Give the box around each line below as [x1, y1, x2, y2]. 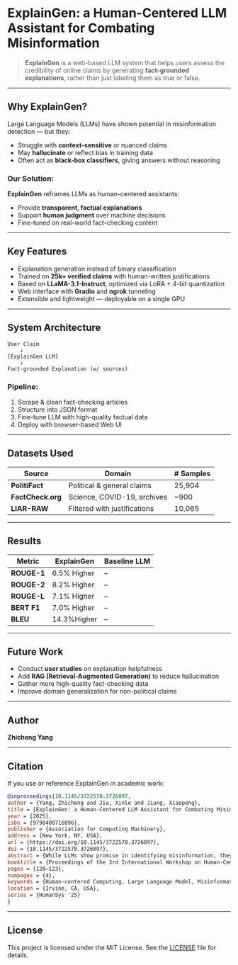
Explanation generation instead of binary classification [17, 264, 176, 273]
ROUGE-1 [11, 568, 45, 578]
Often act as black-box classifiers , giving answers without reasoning [17, 156, 220, 164]
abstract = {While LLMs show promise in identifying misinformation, [7, 852, 217, 859]
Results [7, 535, 42, 547]
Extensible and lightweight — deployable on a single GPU [17, 294, 186, 303]
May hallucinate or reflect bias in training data [17, 148, 154, 157]
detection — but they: [7, 127, 71, 135]
